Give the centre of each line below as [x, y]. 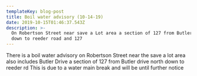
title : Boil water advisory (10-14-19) [55, 17]
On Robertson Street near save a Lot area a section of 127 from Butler [102, 33]
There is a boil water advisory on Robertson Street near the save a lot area [96, 55]
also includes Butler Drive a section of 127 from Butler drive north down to [95, 61]
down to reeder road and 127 [47, 39]
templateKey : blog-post [35, 11]
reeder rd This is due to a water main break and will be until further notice [95, 68]
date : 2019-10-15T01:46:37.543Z [45, 22]
